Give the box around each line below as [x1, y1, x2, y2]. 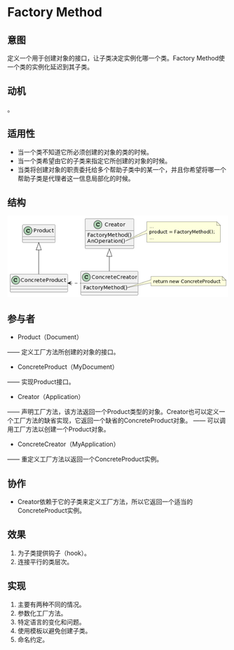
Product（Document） [17, 333, 83, 342]
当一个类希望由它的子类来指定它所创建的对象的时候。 [17, 156, 172, 165]
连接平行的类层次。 [17, 557, 74, 566]
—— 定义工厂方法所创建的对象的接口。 [7, 348, 120, 356]
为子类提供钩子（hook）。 [17, 549, 91, 557]
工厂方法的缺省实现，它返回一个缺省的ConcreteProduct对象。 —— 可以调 [13, 416, 226, 425]
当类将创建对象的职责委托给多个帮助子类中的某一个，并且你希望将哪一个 [17, 165, 226, 174]
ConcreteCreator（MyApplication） [17, 440, 120, 448]
